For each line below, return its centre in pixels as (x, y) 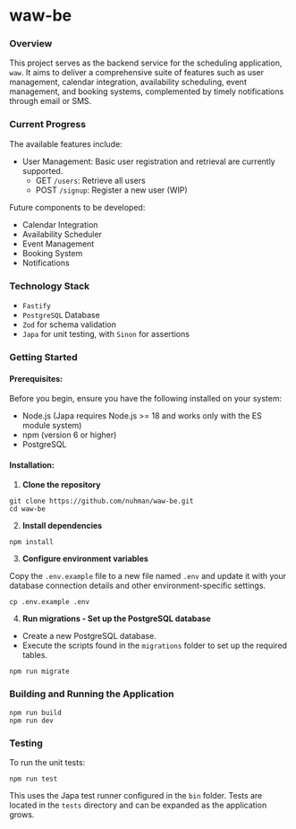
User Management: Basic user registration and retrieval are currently (148, 161)
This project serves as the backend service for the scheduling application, (146, 63)
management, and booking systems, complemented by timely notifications (147, 91)
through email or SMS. (51, 101)
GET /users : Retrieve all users (90, 180)
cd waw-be (28, 509)
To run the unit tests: (47, 762)
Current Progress (48, 125)
